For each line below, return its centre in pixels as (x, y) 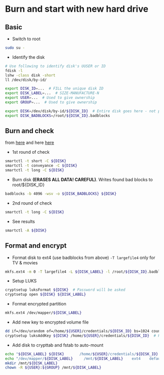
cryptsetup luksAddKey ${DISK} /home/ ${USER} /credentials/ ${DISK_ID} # (81, 336)
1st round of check (31, 152)
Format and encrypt (36, 246)
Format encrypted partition (39, 304)
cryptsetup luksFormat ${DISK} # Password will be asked (65, 290)
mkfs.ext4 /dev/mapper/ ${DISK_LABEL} (43, 313)
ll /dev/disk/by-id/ (26, 80)
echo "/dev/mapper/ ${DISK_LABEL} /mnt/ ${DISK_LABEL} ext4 (73, 358)
